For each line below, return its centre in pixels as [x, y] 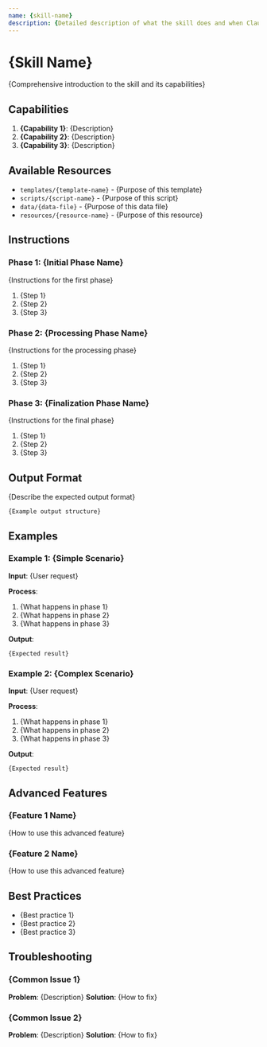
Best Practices [45, 896]
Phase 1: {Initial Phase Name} [66, 263]
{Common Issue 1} [44, 979]
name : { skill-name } [41, 16]
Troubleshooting [50, 957]
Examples [33, 536]
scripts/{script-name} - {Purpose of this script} [99, 198]
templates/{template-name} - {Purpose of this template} [111, 190]
